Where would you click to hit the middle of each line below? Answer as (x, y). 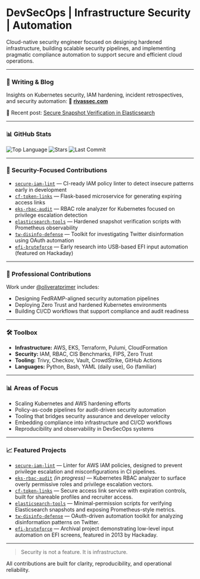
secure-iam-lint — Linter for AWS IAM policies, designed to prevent (99, 465)
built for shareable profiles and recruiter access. (74, 497)
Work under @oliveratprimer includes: (53, 287)
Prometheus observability (46, 228)
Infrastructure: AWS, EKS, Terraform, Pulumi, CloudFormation (91, 348)
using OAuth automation (44, 240)
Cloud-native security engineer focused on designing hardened (84, 42)
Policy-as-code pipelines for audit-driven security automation (90, 410)
